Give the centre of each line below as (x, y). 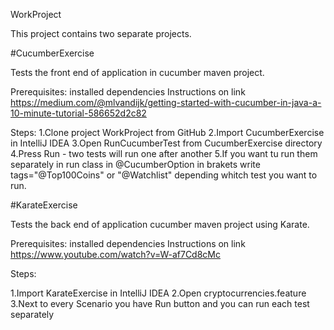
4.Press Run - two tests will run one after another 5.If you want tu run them (164, 153)
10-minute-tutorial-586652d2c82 (78, 113)
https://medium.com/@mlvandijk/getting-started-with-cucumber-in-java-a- (166, 102)
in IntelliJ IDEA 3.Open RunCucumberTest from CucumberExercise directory (166, 143)
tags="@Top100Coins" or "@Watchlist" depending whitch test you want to (164, 175)
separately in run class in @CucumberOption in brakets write (135, 164)
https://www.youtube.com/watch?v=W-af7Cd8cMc (115, 254)
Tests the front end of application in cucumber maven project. (137, 72)
